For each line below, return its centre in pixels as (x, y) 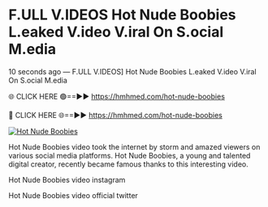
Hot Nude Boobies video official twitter (73, 195)
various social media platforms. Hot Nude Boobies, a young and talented (130, 155)
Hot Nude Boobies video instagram (67, 180)
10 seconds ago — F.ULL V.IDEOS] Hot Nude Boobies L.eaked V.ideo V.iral (133, 71)
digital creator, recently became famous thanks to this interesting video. (129, 164)
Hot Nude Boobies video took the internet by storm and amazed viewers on (134, 146)
